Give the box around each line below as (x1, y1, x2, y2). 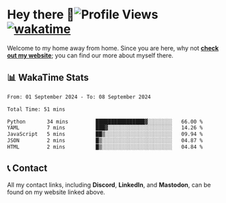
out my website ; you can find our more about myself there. (7, 51, 174, 59)
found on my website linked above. (7, 188, 106, 196)
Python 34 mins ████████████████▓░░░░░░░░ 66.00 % (7, 118, 203, 125)
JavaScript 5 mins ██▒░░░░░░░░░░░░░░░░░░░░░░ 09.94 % (7, 131, 203, 138)
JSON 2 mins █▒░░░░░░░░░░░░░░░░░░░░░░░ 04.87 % (7, 137, 203, 144)
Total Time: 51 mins (7, 106, 66, 113)
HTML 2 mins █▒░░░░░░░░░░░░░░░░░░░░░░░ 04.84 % (7, 144, 203, 150)
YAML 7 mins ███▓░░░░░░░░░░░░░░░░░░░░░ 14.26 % (7, 124, 203, 131)
